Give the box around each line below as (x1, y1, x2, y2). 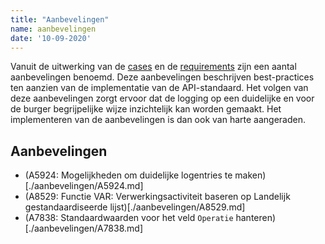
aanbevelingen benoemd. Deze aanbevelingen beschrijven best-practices (10, 71, 315, 83)
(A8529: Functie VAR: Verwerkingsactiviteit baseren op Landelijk (24, 191, 291, 203)
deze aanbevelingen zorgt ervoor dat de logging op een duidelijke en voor (10, 92, 315, 105)
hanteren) (235, 212, 277, 224)
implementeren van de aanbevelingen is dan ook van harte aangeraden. (10, 114, 306, 126)
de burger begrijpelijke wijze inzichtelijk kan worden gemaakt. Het (10, 103, 282, 115)
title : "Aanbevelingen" (10, 14, 110, 25)
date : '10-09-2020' (10, 33, 92, 43)
